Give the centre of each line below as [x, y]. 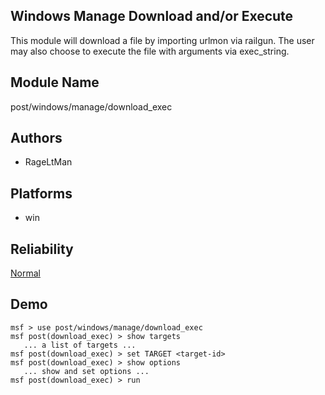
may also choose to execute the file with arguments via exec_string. [150, 51]
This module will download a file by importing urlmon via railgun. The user [162, 40]
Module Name [55, 82]
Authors [36, 138]
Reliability [42, 249]
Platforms [41, 193]
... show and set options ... [86, 371]
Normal [25, 273]
